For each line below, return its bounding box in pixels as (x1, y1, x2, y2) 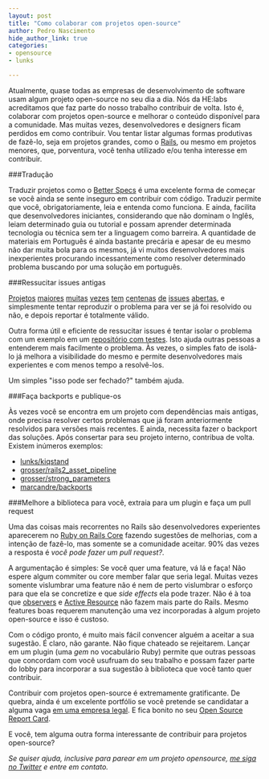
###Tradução (8, 170, 54, 179)
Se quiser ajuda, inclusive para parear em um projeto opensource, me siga (8, 753, 257, 763)
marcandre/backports (19, 482, 92, 491)
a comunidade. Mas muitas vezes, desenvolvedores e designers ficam (8, 120, 241, 129)
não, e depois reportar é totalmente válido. (8, 310, 149, 320)
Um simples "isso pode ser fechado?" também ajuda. (8, 375, 185, 385)
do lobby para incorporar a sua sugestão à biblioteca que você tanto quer (8, 664, 252, 674)
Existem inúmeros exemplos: (8, 441, 104, 450)
